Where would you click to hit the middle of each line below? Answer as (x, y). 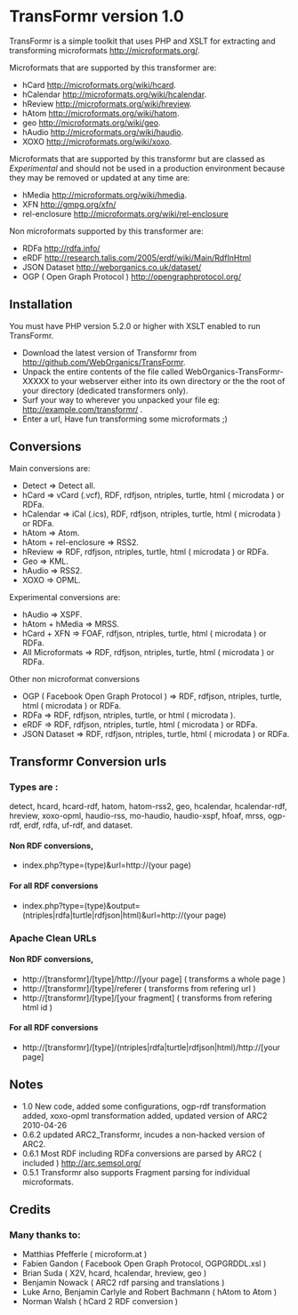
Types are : (34, 787)
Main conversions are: (50, 468)
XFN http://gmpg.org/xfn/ (69, 204)
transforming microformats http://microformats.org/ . (105, 50)
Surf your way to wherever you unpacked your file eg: (121, 400)
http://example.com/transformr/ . (82, 409)
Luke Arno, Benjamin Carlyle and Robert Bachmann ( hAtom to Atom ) (149, 1292)
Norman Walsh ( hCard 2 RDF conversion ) (100, 1302)
